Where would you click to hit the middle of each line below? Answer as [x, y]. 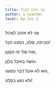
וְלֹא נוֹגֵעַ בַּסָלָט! [19, 80]
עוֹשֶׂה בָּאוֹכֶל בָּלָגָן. [21, 61]
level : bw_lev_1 [22, 19]
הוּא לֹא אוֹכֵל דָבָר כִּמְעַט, [27, 71]
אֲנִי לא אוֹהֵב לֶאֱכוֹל [22, 33]
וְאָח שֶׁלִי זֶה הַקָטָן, [21, 52]
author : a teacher [24, 14]
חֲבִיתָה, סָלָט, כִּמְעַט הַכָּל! [28, 42]
